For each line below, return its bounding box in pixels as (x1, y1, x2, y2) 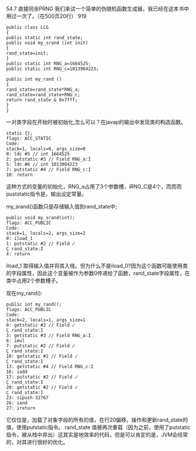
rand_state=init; (6, 50, 49, 56)
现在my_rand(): (6, 290, 43, 296)
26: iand (6, 400, 28, 406)
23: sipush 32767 (6, 395, 49, 401)
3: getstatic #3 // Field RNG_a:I (6, 332, 92, 338)
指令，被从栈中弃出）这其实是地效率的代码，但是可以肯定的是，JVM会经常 (6, 431, 188, 438)
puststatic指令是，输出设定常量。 (6, 190, 87, 197)
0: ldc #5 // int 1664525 (6, 151, 70, 157)
